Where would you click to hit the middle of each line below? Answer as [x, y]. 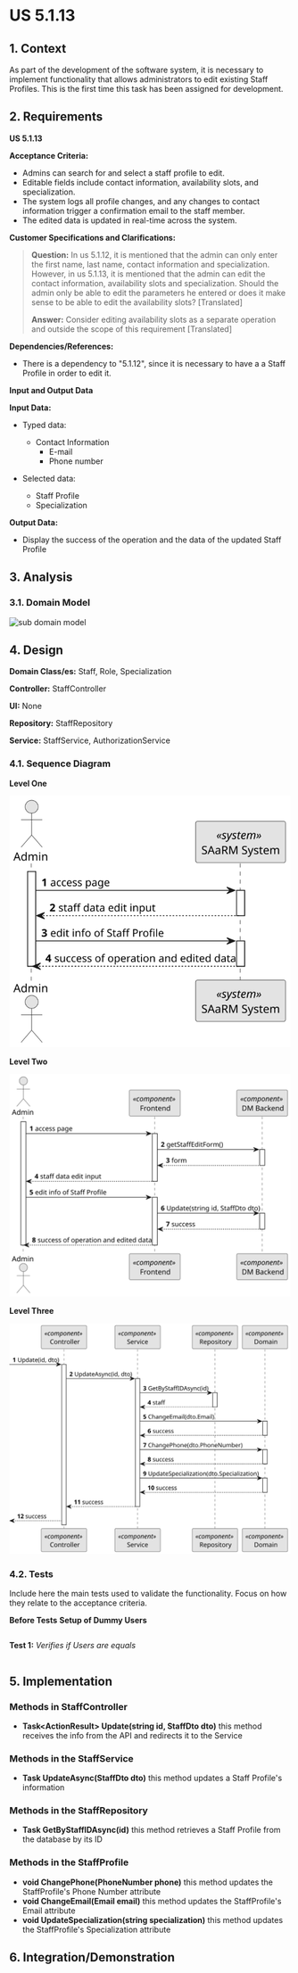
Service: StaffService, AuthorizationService [90, 740]
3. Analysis [41, 578]
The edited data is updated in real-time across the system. [129, 220]
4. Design [37, 650]
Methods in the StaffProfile [69, 1862]
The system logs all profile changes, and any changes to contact [141, 201]
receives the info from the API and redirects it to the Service [132, 1735]
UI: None [26, 706]
